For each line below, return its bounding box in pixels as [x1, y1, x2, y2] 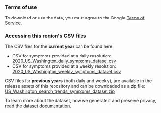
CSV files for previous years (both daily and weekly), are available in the [5, 77, 152, 84]
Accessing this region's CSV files [5, 32, 87, 39]
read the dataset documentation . [5, 103, 71, 109]
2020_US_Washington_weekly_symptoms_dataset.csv [12, 68, 121, 74]
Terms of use [5, 4, 37, 11]
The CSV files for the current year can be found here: [5, 43, 114, 49]
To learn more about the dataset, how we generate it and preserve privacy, [5, 97, 157, 103]
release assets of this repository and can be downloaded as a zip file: [5, 83, 146, 89]
